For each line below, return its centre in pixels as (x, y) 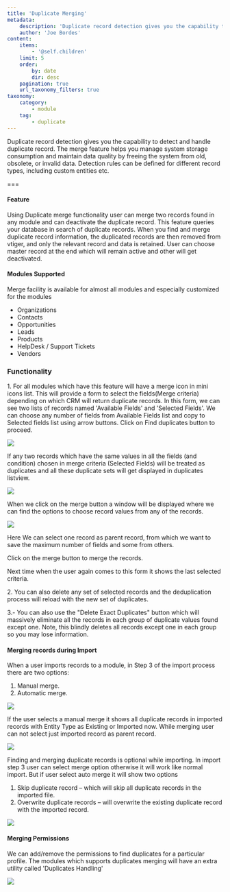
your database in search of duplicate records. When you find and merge (109, 229)
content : (20, 39)
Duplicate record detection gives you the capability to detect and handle (109, 141)
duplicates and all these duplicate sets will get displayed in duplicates (105, 471)
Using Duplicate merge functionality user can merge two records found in (111, 215)
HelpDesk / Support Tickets (56, 346)
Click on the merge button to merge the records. (75, 558)
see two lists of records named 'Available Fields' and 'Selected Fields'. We (111, 408)
